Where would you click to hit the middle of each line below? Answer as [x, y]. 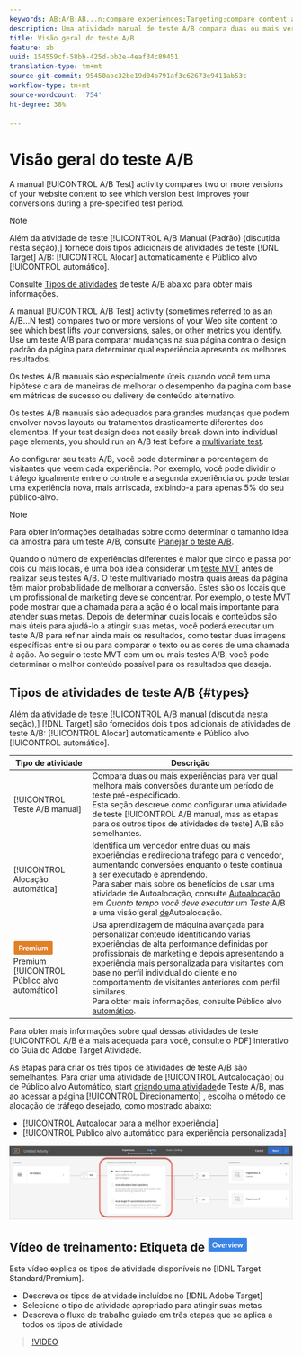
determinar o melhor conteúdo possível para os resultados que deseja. [140, 664]
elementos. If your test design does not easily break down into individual [143, 432]
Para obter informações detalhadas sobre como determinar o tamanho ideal [150, 532]
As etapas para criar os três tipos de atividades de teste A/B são [129, 1067]
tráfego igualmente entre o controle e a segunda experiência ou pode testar [150, 478]
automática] [36, 888]
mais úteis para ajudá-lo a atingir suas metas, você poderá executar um [142, 626]
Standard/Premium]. [47, 1279]
